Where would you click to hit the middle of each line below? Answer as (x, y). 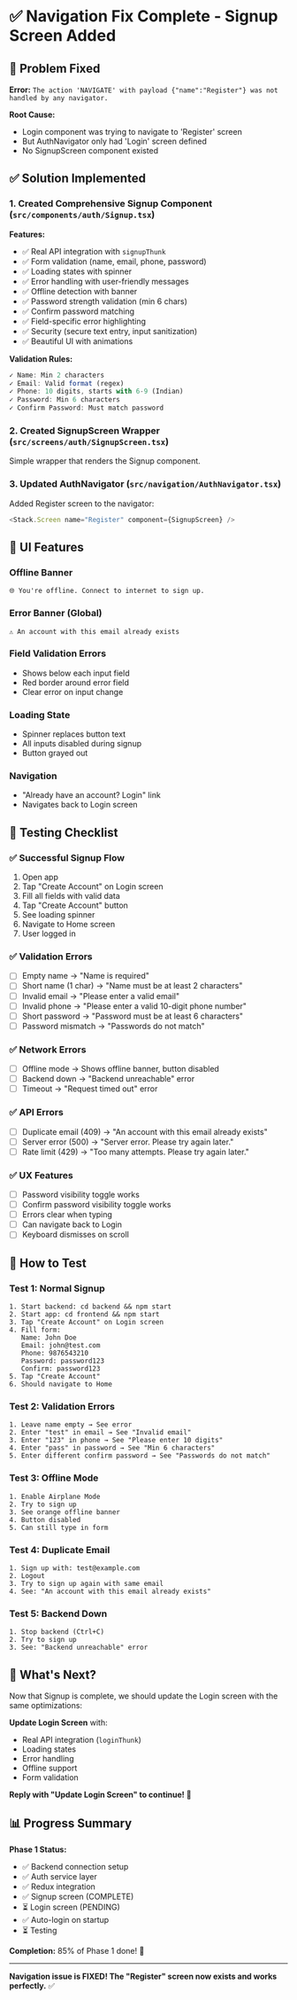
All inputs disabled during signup (82, 744)
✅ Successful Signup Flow (67, 857)
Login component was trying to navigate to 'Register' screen (132, 132)
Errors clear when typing (67, 1215)
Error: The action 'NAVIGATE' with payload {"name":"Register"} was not (144, 90)
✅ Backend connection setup (75, 1866)
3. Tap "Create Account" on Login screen (87, 1323)
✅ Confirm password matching (78, 311)
